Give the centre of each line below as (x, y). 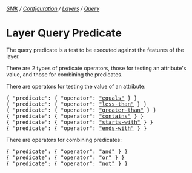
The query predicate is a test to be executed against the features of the (95, 50)
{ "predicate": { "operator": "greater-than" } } (81, 110)
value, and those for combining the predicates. (65, 74)
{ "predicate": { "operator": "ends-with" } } (77, 128)
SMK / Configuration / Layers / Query (53, 8)
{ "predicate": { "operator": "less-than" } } (77, 104)
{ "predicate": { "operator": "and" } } (67, 151)
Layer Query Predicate (64, 33)
